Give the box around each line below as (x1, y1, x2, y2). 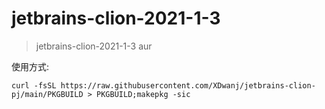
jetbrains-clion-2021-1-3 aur (35, 40, 153, 52)
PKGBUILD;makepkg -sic (96, 89, 191, 99)
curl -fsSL (11, 80, 57, 91)
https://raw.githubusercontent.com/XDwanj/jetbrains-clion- (60, 80, 316, 91)
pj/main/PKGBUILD (11, 89, 84, 99)
